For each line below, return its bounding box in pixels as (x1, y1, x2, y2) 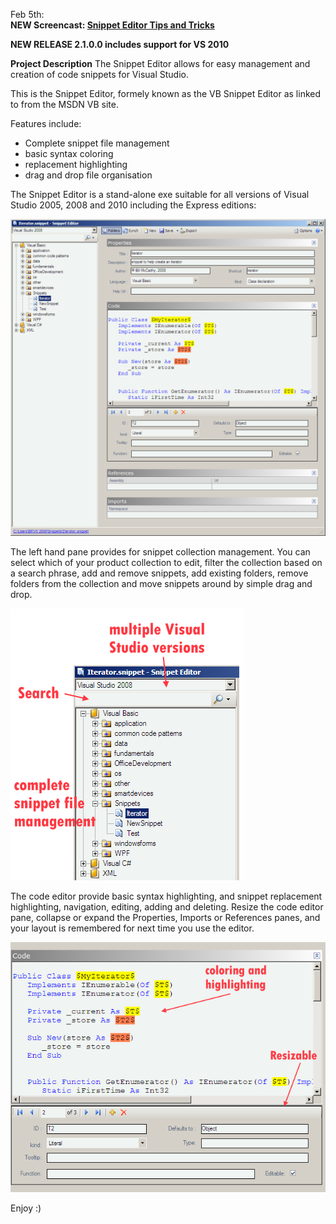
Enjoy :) (10, 1202, 42, 1214)
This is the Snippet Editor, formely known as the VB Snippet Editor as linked (10, 88, 322, 99)
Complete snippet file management (24, 137, 170, 149)
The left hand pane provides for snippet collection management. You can (10, 545, 311, 558)
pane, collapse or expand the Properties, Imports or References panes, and (10, 911, 321, 923)
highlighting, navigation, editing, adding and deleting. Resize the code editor (10, 900, 324, 913)
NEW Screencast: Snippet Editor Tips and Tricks (10, 19, 215, 31)
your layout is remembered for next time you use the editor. (10, 922, 255, 934)
